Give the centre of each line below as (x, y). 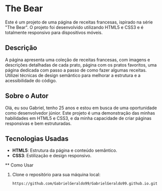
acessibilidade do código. (31, 80)
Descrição (21, 48)
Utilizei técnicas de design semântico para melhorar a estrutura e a (73, 75)
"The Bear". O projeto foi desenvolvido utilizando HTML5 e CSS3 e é (74, 27)
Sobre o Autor (27, 96)
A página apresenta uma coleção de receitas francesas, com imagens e (78, 60)
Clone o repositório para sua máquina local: (56, 175)
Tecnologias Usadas (37, 138)
